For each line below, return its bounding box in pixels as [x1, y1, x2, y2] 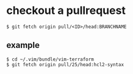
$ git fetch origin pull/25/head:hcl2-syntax [6, 61, 124, 67]
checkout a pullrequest [6, 4, 126, 18]
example [6, 40, 40, 50]
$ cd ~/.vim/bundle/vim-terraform [6, 56, 95, 62]
